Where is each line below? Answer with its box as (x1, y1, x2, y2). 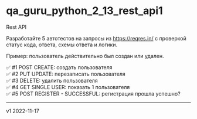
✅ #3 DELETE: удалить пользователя (6, 77, 98, 84)
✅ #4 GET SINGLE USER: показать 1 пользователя (6, 83, 130, 90)
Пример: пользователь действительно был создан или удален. (6, 52, 164, 59)
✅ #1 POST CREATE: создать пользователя (6, 63, 113, 71)
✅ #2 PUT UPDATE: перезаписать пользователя (6, 70, 126, 77)
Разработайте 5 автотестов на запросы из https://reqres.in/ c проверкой (6, 35, 186, 42)
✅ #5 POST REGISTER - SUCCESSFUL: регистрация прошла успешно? (6, 90, 181, 97)
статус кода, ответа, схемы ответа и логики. (6, 41, 118, 48)
